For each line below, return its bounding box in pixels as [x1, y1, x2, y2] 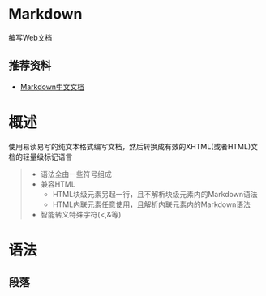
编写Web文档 [8, 32, 53, 42]
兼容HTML [40, 179, 75, 189]
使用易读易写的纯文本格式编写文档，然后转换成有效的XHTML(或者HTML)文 [8, 141, 258, 151]
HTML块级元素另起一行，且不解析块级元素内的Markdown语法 [52, 189, 258, 199]
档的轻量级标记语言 [8, 152, 73, 161]
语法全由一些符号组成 [40, 169, 112, 178]
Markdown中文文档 [19, 82, 85, 92]
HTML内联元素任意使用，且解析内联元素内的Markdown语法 [52, 199, 251, 209]
